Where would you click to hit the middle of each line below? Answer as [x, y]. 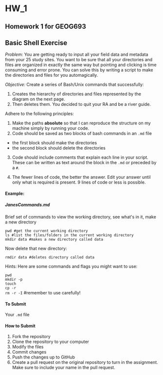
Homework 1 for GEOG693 [46, 26]
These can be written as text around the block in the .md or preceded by [84, 163]
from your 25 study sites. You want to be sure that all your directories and [79, 60]
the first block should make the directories [54, 143]
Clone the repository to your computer [50, 342]
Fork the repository [31, 337]
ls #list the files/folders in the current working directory [69, 235]
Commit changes [29, 352]
